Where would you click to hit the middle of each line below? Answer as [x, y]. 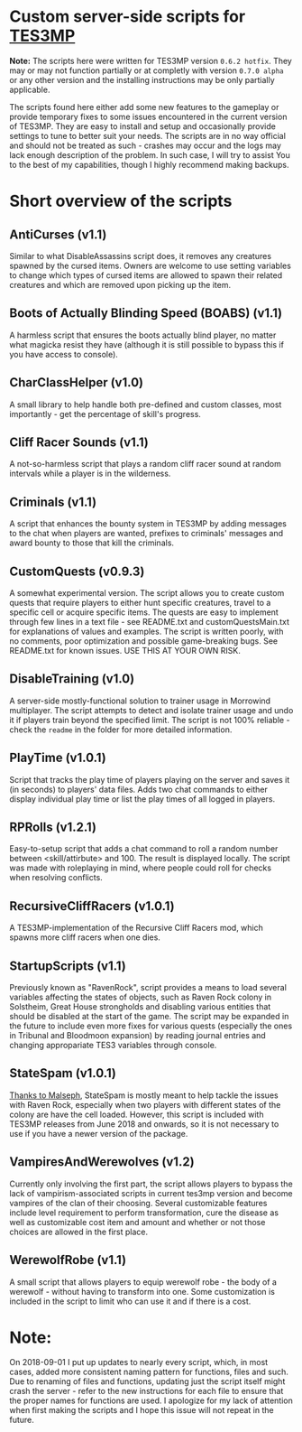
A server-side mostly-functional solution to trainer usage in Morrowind [140, 701]
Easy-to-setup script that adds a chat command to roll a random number [144, 849]
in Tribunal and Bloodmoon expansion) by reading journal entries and [137, 1036]
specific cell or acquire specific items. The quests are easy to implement [144, 612]
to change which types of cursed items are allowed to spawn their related [146, 275]
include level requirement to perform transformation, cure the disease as [144, 1213]
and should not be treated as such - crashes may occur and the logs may [146, 145]
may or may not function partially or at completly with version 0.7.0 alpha [146, 70]
